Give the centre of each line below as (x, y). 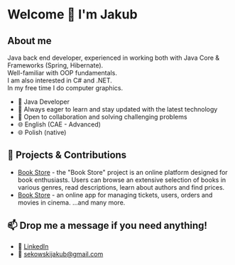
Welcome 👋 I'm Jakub (72, 15)
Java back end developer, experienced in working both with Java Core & (114, 58)
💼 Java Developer (43, 102)
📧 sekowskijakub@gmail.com (60, 254)
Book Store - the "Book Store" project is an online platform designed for (123, 172)
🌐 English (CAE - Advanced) (59, 124)
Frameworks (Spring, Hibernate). (55, 65)
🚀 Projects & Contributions (67, 155)
